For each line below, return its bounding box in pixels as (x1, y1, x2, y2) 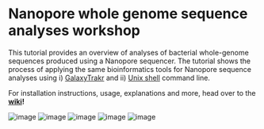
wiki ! (8, 97, 25, 106)
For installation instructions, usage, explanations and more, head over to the (8, 88, 256, 97)
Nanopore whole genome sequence (8, 5, 248, 23)
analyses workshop (8, 21, 140, 40)
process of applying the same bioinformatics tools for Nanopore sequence (8, 64, 252, 74)
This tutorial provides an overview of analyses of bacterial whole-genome (8, 47, 250, 57)
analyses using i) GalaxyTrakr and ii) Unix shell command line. (8, 73, 210, 82)
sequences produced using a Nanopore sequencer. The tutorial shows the (8, 56, 251, 66)
